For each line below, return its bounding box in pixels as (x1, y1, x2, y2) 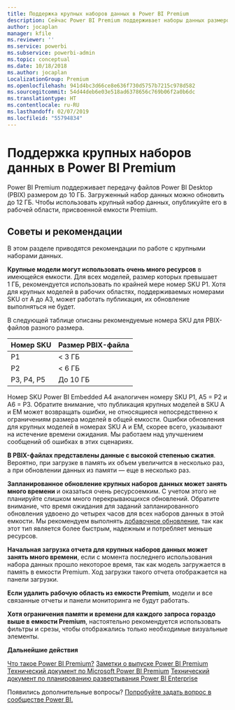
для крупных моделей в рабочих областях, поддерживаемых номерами (7, 288, 225, 296)
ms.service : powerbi (7, 43, 68, 50)
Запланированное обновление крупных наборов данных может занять (7, 480, 227, 488)
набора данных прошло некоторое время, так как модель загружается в (7, 561, 226, 569)
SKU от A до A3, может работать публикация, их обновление (7, 295, 190, 304)
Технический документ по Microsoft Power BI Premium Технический (7, 667, 210, 676)
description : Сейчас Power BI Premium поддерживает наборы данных (7, 17, 205, 24)
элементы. (7, 632, 40, 641)
